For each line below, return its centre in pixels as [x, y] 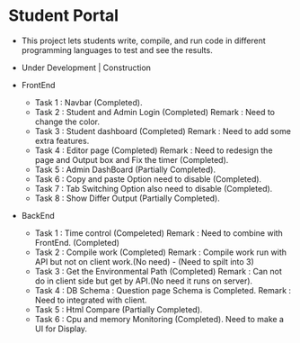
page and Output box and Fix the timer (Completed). [132, 159]
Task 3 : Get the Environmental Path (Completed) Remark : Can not [158, 271]
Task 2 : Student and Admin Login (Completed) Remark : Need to [155, 112]
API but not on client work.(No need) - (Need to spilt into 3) [145, 261]
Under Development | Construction [86, 68]
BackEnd [38, 215]
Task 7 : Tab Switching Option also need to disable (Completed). [154, 188]
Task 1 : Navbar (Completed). [88, 102]
